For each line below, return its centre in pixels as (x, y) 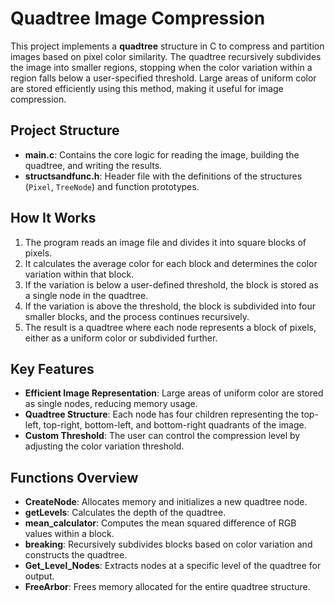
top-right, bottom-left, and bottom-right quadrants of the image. (175, 425)
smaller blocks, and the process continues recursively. (137, 316)
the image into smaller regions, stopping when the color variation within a (161, 67)
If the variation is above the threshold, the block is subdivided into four (170, 306)
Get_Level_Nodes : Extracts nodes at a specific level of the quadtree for (173, 566)
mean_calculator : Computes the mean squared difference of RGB (160, 523)
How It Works (53, 218)
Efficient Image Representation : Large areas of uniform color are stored (174, 393)
